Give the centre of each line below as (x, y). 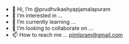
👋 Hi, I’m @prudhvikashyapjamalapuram (61, 9)
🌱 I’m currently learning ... (44, 22)
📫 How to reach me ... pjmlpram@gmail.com (67, 35)
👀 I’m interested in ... (37, 15)
